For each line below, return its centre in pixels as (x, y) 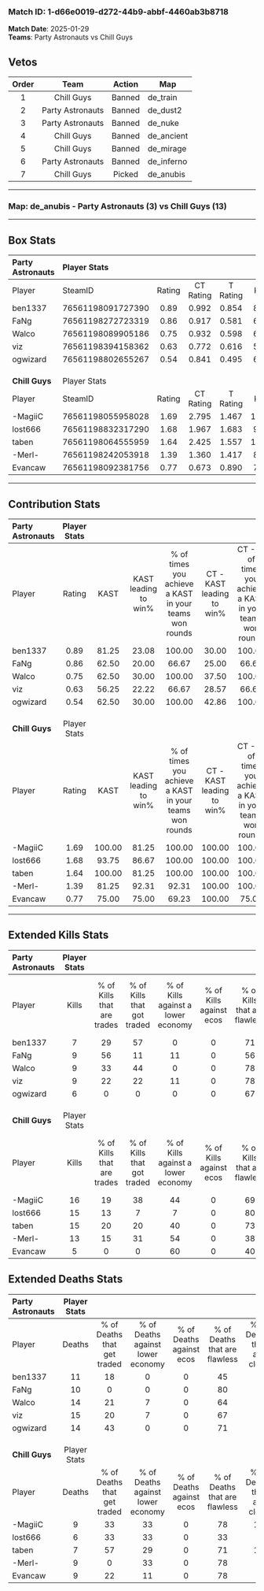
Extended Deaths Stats (66, 1279)
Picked (126, 174)
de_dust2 (165, 110)
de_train (162, 98)
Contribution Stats (54, 504)
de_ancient (168, 136)
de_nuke (163, 123)
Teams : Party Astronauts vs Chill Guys (71, 37)
